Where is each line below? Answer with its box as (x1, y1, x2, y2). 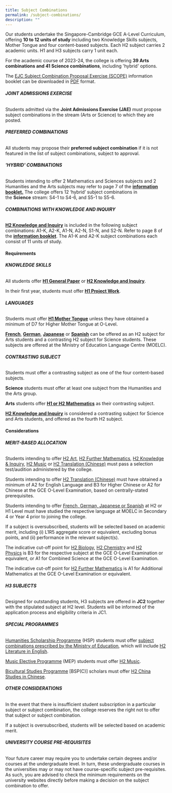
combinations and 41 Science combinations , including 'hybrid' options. (5, 63, 158, 69)
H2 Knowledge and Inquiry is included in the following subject (5, 222, 138, 228)
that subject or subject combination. (5, 712, 81, 718)
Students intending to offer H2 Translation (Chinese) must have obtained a (5, 476, 162, 482)
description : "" (5, 17, 40, 22)
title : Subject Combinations (5, 7, 68, 13)
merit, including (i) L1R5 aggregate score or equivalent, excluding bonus (5, 529, 157, 535)
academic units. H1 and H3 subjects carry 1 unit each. (5, 47, 119, 54)
